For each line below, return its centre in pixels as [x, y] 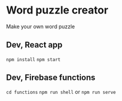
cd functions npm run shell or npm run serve [61, 92]
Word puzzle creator [57, 10]
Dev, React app [34, 45]
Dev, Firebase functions [51, 78]
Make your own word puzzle [41, 26]
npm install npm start [33, 59]
